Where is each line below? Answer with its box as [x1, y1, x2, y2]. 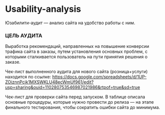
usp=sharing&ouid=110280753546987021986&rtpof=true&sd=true [5, 84, 140, 90]
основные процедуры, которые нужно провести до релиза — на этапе [5, 99, 154, 105]
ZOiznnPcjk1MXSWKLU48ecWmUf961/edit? [5, 79, 94, 85]
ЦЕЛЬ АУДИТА [5, 32, 43, 39]
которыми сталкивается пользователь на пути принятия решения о [5, 54, 148, 60]
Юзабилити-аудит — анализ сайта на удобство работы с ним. [5, 20, 135, 26]
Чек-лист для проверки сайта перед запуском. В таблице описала [5, 94, 145, 100]
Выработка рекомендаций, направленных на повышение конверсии [5, 43, 149, 49]
